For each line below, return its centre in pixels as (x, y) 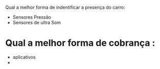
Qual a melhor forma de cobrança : (80, 43)
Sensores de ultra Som (37, 23)
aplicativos (24, 57)
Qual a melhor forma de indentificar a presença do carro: (65, 7)
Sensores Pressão (32, 17)
